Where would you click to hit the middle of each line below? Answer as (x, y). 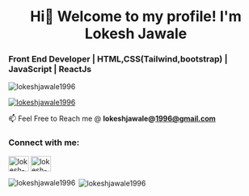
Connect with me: (44, 143)
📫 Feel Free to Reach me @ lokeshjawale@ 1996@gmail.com (112, 119)
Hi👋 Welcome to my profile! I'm (136, 17)
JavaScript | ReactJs (50, 70)
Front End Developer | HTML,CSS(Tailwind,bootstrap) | (118, 59)
